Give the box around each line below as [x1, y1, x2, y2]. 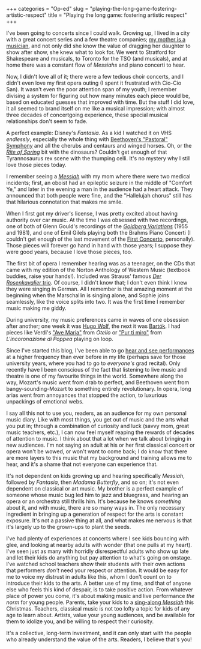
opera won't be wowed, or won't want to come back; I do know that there [6, 448, 188, 455]
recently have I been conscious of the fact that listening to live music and [6, 366, 187, 373]
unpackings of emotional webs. [6, 398, 84, 405]
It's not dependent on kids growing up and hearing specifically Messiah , [6, 472, 185, 479]
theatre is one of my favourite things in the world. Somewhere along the [6, 372, 184, 379]
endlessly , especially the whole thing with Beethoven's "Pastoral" [6, 136, 168, 143]
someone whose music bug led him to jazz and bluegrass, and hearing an [6, 492, 188, 498]
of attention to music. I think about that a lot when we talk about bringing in [6, 435, 191, 442]
